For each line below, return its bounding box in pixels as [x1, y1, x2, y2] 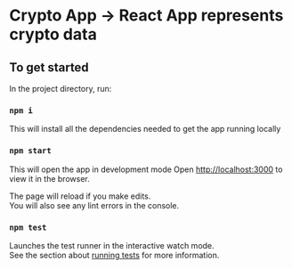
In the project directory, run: [9, 84, 112, 94]
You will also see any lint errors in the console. [9, 200, 180, 210]
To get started [9, 60, 89, 75]
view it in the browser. [9, 173, 91, 183]
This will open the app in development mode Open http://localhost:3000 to [9, 164, 283, 175]
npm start [9, 146, 52, 156]
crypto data [9, 24, 98, 45]
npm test [9, 222, 47, 232]
